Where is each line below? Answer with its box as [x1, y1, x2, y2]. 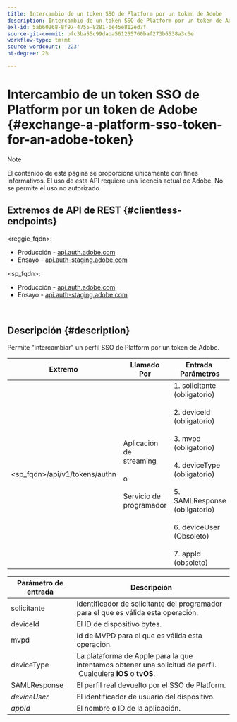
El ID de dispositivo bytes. [76, 619, 162, 629]
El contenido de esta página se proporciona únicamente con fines [7, 168, 199, 177]
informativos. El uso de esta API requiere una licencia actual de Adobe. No [7, 176, 224, 185]
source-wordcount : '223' [7, 43, 80, 50]
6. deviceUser [174, 522, 221, 532]
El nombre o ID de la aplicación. [76, 704, 181, 714]
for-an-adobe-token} [7, 132, 134, 148]
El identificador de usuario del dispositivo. [76, 692, 215, 701]
